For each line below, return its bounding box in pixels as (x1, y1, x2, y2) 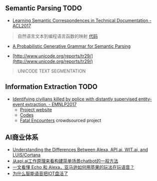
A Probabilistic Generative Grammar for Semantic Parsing (12, 43, 131, 49)
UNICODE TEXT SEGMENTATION (17, 68, 86, 74)
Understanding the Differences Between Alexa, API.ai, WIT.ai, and (12, 147, 148, 153)
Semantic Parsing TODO (5, 4, 82, 13)
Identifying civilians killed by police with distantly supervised (12, 96, 137, 102)
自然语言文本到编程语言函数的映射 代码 (17, 33, 98, 39)
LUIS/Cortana (12, 152, 41, 158)
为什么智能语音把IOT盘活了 (12, 170, 68, 176)
